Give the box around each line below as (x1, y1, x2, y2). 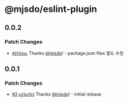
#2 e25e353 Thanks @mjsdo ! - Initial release (11, 91, 102, 97)
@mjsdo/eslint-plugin (4, 3, 98, 15)
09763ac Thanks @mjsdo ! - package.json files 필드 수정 (11, 50, 124, 56)
